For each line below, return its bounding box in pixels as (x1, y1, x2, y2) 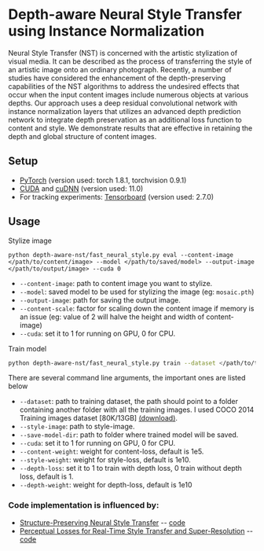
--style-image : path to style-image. (19, 422, 135, 432)
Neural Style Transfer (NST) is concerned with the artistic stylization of (8, 48, 238, 57)
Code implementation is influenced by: (8, 500, 159, 511)
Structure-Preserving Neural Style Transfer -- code (19, 517, 186, 527)
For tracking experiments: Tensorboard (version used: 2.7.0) (19, 192, 214, 201)
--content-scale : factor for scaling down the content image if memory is (19, 303, 255, 313)
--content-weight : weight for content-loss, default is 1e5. (19, 446, 204, 457)
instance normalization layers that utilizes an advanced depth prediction (8, 106, 241, 116)
